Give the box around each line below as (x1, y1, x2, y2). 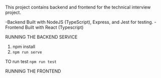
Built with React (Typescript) (25, 24, 84, 30)
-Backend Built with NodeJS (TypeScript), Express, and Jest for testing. (5, 19, 153, 25)
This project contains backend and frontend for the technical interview (5, 4, 151, 10)
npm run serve (12, 50, 42, 55)
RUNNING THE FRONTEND (5, 68, 61, 74)
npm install (12, 44, 36, 49)
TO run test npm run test (5, 59, 57, 64)
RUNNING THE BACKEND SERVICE (5, 34, 78, 40)
